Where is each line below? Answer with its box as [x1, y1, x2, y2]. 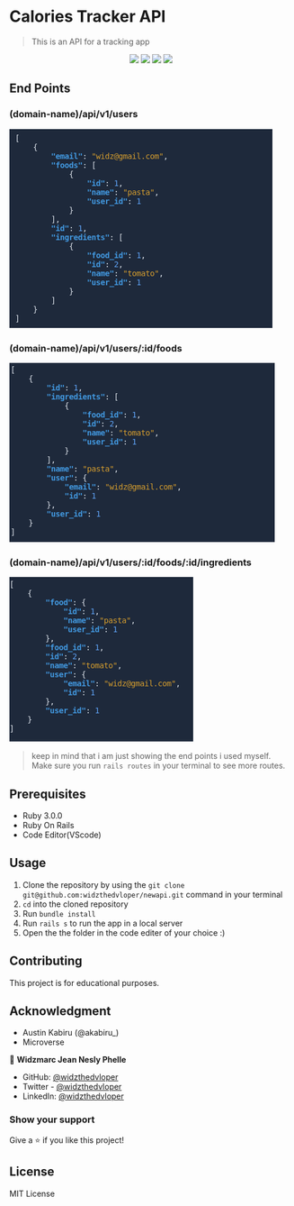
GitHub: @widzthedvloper [22, 1072, 119, 1083]
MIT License [9, 1188, 56, 1199]
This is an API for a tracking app [31, 36, 150, 47]
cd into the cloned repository [22, 899, 129, 909]
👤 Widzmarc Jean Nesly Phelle [9, 1055, 127, 1065]
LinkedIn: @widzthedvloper [22, 1091, 124, 1101]
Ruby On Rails [22, 820, 75, 831]
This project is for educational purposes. [9, 977, 160, 988]
